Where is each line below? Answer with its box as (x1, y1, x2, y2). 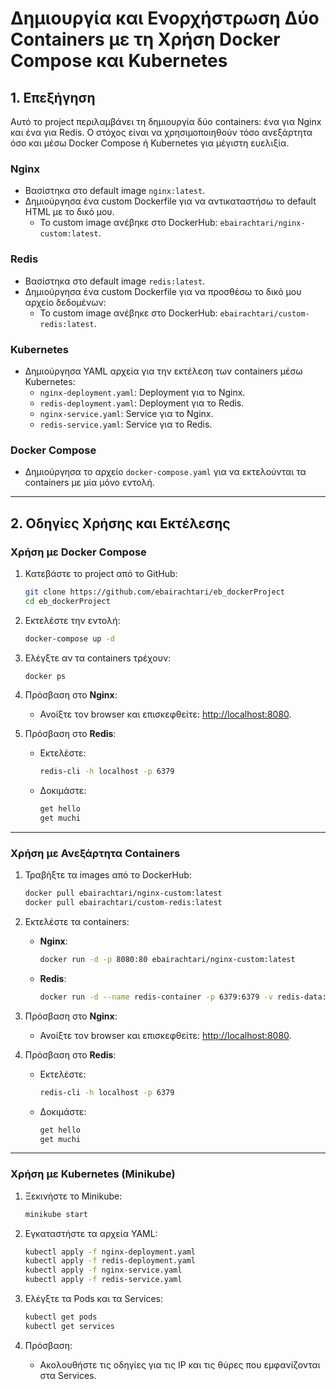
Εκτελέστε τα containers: (24, 916, 130, 928)
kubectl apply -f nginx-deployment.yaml (24, 1247, 196, 1257)
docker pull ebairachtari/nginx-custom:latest (24, 888, 223, 899)
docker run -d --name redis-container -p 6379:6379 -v (39, 992, 273, 1002)
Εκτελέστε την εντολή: (24, 614, 121, 626)
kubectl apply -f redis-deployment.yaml (24, 1256, 196, 1266)
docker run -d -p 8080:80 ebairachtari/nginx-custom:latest (39, 955, 296, 965)
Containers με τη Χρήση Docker (10, 28, 281, 51)
